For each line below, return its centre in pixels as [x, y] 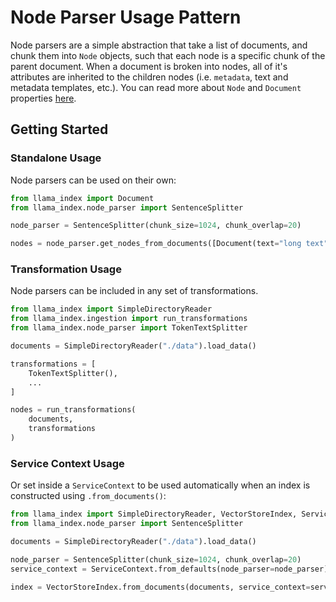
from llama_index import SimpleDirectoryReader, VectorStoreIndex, [154, 514]
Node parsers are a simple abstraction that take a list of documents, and [159, 45]
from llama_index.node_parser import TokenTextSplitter [129, 328]
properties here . [43, 98]
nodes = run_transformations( [73, 410]
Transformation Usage [66, 269]
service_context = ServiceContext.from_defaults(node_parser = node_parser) [169, 569]
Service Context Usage [67, 463]
